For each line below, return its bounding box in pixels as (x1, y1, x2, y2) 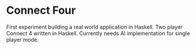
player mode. (6, 36, 39, 43)
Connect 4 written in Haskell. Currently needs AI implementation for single (6, 29, 191, 36)
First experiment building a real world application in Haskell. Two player (6, 23, 183, 30)
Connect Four (6, 4, 76, 17)
